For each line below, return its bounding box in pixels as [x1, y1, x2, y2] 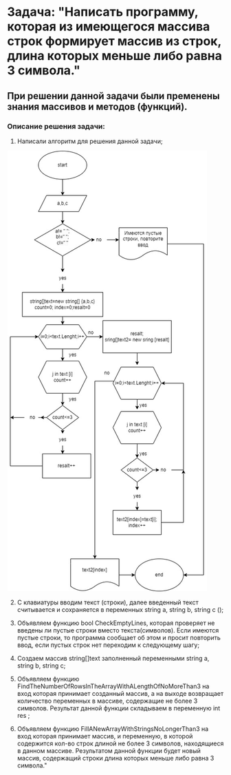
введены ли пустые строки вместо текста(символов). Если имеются [16, 626, 219, 634]
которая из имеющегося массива [7, 19, 210, 34]
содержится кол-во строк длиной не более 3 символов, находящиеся [16, 739, 224, 747]
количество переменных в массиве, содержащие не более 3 [16, 697, 198, 705]
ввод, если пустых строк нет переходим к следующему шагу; [16, 641, 200, 649]
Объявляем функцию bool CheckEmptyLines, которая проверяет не [16, 619, 215, 627]
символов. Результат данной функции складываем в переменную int [16, 703, 221, 712]
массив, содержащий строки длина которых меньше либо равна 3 [16, 754, 214, 762]
